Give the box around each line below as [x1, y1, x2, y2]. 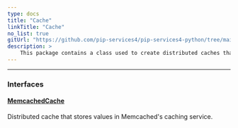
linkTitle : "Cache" [7, 23, 65, 30]
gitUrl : [7, 37, 30, 44]
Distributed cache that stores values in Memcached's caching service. [7, 113, 213, 120]
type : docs [7, 10, 40, 18]
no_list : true [7, 30, 50, 37]
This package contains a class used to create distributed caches [20, 50, 220, 57]
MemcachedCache [7, 96, 65, 105]
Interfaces [7, 79, 44, 89]
